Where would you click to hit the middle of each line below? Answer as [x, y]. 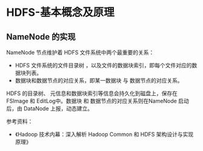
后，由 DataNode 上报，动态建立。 [50, 109]
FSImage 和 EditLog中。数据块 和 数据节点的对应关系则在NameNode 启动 [98, 101]
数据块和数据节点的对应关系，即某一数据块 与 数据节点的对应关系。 [99, 80]
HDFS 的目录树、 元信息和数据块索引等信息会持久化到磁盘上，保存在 [92, 93]
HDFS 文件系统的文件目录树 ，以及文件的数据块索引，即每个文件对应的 [103, 65]
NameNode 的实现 [41, 37]
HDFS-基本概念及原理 [61, 12]
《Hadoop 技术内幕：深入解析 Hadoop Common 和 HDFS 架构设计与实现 [104, 134]
